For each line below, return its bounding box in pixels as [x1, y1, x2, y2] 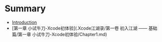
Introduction [11, 19, 37, 25]
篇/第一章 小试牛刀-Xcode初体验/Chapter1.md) [11, 31, 107, 37]
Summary [4, 3, 46, 14]
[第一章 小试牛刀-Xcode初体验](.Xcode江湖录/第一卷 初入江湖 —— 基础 [11, 25, 158, 31]
